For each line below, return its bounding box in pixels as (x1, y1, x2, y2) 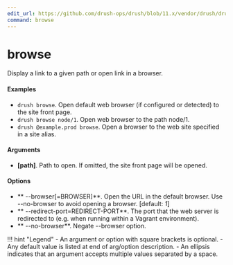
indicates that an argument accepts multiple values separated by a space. (7, 250, 218, 258)
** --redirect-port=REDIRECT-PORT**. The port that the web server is (17, 207, 219, 215)
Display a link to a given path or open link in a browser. (7, 69, 163, 77)
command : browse (7, 17, 54, 24)
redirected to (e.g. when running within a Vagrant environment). (17, 214, 200, 223)
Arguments (7, 146, 41, 154)
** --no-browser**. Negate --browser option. (17, 222, 147, 230)
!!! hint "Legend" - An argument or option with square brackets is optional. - (7, 235, 223, 244)
